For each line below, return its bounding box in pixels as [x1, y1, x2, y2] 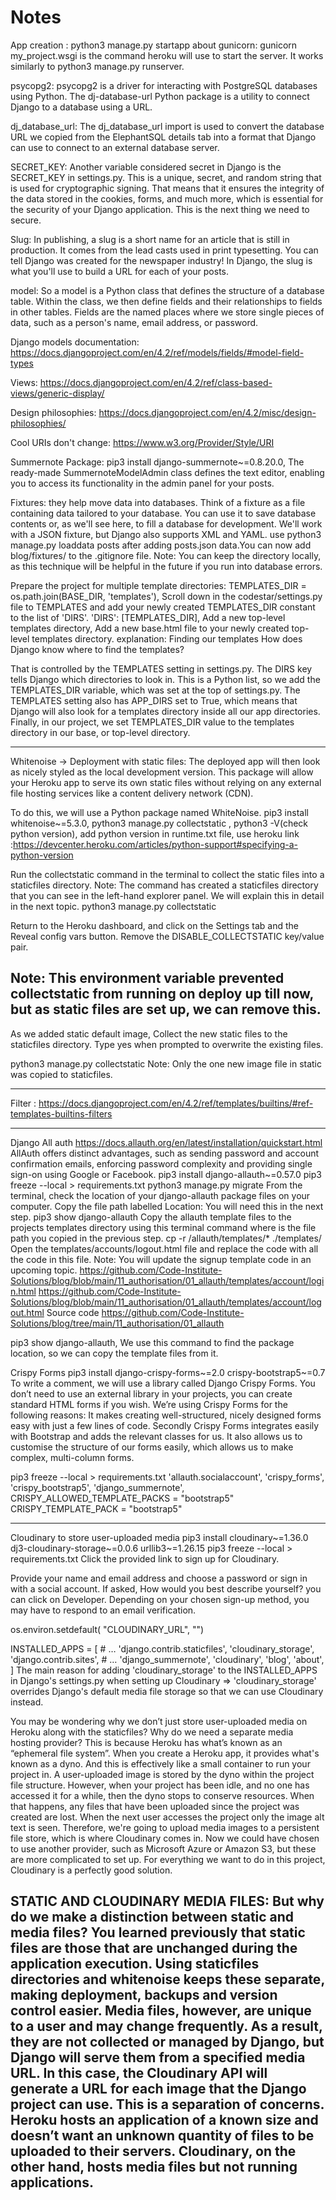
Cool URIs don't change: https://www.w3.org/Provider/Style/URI [10, 436, 275, 448]
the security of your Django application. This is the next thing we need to [10, 203, 310, 215]
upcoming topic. [10, 1264, 78, 1276]
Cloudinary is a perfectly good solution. [10, 1864, 173, 1876]
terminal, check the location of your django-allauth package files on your [10, 1189, 311, 1201]
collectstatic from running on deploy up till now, [10, 986, 314, 1003]
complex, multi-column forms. [10, 1451, 135, 1463]
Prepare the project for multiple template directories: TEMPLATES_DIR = [10, 579, 307, 591]
